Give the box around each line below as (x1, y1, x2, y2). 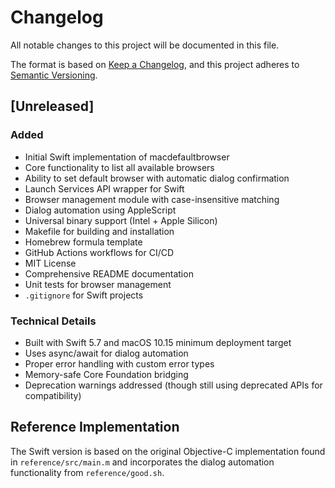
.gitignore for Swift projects (24, 289, 144, 301)
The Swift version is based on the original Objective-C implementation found (10, 445, 326, 457)
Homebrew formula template (24, 236, 143, 248)
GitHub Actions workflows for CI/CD (24, 246, 175, 258)
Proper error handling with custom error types (24, 357, 215, 370)
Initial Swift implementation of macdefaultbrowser (24, 151, 230, 163)
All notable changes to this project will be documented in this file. (10, 39, 280, 51)
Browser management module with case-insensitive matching (24, 193, 280, 205)
